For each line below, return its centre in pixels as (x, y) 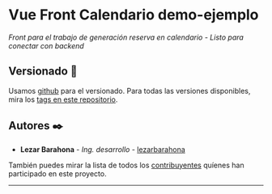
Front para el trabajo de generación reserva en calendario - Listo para (126, 37)
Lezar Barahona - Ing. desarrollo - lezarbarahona (103, 149)
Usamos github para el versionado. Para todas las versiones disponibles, (130, 91)
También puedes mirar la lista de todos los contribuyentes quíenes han (126, 165)
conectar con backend (47, 45)
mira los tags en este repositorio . (63, 99)
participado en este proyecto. (57, 173)
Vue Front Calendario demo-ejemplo (134, 15)
